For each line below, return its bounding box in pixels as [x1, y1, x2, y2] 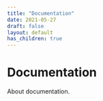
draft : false [7, 23, 44, 29]
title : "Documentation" [7, 10, 75, 17]
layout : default [7, 29, 53, 36]
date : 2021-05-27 [7, 16, 57, 23]
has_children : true [7, 35, 63, 42]
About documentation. [7, 87, 70, 96]
